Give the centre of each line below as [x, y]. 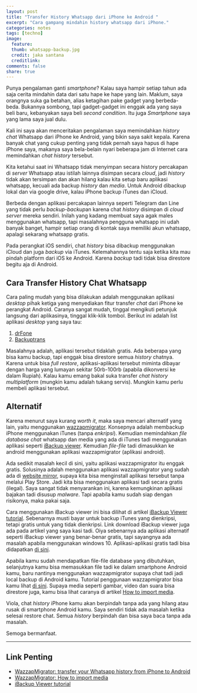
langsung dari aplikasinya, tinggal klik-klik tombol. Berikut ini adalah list [92, 316]
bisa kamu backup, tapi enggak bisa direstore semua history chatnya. [90, 357]
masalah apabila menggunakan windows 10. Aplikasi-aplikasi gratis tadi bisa [98, 543]
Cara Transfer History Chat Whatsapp [77, 283]
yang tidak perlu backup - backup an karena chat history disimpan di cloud [95, 209]
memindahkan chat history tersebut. [50, 155]
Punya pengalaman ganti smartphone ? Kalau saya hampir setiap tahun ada [96, 88]
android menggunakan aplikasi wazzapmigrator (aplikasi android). [86, 451]
